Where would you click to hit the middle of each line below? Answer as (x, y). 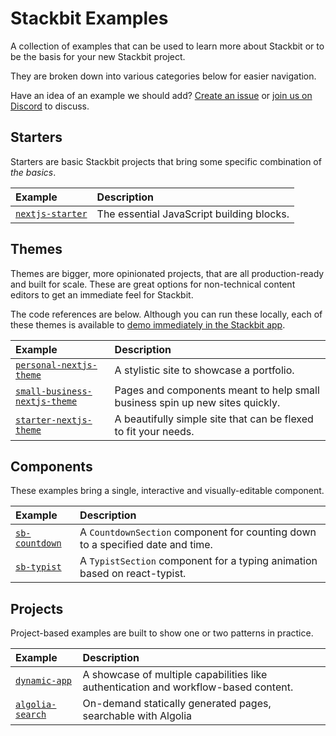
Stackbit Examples (89, 18)
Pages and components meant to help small (217, 390)
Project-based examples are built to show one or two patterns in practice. (162, 633)
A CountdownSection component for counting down (198, 532)
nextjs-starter (51, 213)
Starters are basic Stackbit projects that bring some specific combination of (166, 161)
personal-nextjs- (56, 365)
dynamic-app (44, 681)
